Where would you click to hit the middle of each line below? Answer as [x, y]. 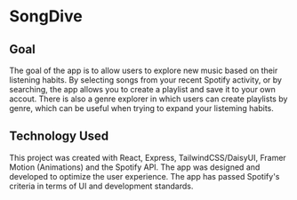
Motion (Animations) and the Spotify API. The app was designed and [135, 167]
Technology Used [59, 136]
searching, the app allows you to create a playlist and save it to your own [142, 89]
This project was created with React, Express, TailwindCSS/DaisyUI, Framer [148, 157]
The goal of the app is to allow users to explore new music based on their [144, 70]
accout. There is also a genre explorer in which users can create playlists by [148, 99]
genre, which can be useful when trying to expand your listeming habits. [141, 108]
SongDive [46, 16]
